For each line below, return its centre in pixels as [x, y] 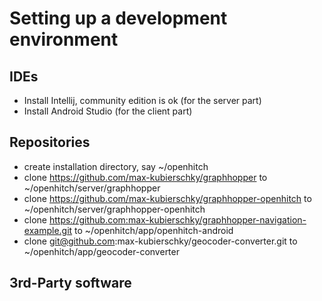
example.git [48, 230]
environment [64, 39]
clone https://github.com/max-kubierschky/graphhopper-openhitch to [167, 198]
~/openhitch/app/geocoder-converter [101, 251]
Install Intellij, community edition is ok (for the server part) [142, 100]
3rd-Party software [70, 283]
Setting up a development [118, 18]
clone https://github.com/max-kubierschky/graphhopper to [145, 177]
